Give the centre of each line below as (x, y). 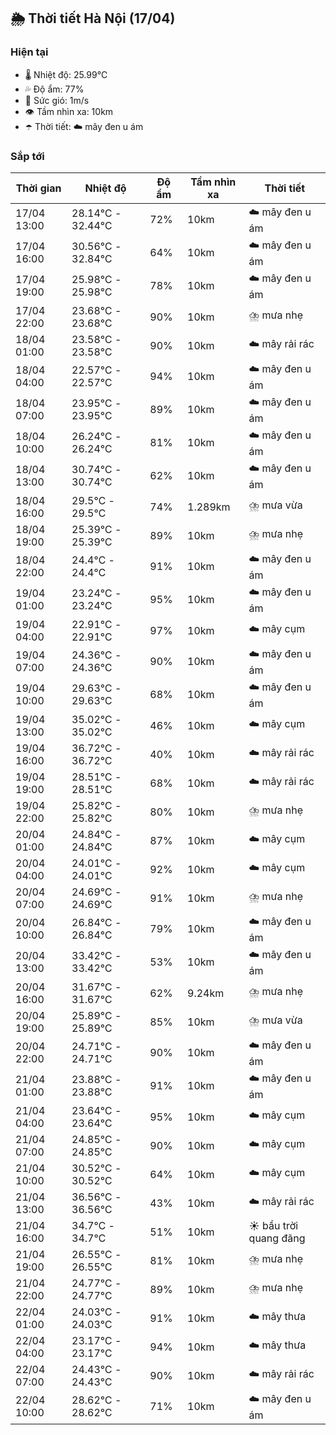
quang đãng (277, 1238)
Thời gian (38, 188)
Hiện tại (29, 52)
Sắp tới (27, 156)
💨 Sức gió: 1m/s (57, 100)
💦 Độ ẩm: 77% (54, 89)
